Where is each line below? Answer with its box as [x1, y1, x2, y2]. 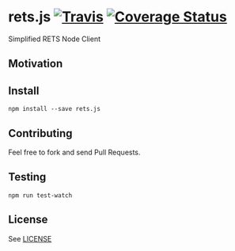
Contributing [8, 127, 73, 140]
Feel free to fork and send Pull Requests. [8, 147, 141, 157]
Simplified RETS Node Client [8, 34, 101, 44]
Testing [8, 170, 47, 184]
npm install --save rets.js [8, 105, 101, 113]
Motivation [8, 57, 63, 70]
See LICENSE [8, 234, 52, 243]
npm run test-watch [8, 191, 73, 200]
